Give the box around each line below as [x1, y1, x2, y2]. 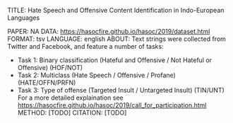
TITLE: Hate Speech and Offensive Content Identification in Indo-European [7, 6, 225, 14]
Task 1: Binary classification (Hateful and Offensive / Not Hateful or [17, 56, 213, 64]
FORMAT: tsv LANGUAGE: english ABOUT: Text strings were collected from [7, 35, 226, 43]
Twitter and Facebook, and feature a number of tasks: [7, 42, 164, 50]
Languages [7, 13, 40, 22]
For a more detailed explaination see [17, 93, 124, 102]
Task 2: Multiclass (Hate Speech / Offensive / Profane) [17, 71, 177, 79]
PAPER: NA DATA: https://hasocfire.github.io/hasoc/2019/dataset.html [7, 28, 210, 35]
